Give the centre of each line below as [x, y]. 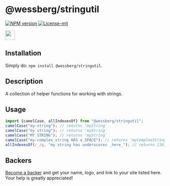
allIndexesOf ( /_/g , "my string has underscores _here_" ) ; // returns [80, 145]
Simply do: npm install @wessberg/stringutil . [54, 65]
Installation [23, 53]
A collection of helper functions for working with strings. [64, 94]
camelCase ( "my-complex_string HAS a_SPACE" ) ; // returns [67, 140]
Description [24, 81]
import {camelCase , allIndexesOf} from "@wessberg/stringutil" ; [74, 121]
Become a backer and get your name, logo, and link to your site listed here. [83, 173]
